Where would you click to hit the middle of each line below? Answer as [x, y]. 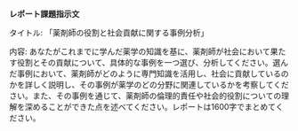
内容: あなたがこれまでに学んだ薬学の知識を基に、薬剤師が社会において [140, 51]
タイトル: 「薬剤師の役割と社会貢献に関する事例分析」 [109, 33]
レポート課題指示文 [44, 14]
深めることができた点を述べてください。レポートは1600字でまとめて [150, 107]
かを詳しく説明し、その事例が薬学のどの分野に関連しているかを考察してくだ [149, 85]
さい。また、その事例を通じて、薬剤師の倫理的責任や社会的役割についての [145, 96]
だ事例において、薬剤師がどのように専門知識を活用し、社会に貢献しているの [149, 73]
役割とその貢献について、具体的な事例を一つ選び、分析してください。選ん [153, 62]
